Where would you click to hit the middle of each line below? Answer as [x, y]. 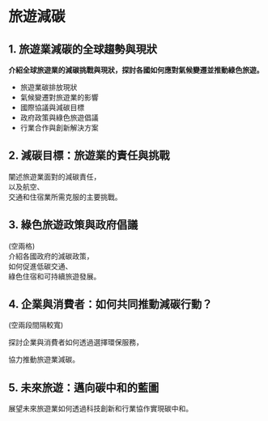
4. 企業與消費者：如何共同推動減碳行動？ [111, 304]
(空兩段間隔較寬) [36, 325]
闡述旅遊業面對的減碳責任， [55, 176]
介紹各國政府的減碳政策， [51, 256]
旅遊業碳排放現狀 [49, 87]
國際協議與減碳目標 [52, 107]
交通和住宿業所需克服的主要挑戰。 [65, 197]
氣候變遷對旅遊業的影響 [59, 97]
